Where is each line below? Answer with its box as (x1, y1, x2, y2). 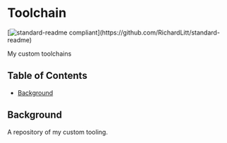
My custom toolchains (7, 49, 72, 58)
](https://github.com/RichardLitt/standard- (97, 28, 221, 37)
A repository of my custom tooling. (7, 128, 108, 136)
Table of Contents (7, 70, 88, 82)
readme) (7, 35, 32, 44)
